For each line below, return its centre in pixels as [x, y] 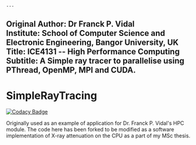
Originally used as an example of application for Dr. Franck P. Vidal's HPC [95, 123]
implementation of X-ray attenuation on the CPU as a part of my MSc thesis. [98, 136]
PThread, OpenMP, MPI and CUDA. [71, 70]
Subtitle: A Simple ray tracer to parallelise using [95, 61]
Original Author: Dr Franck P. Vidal [70, 24]
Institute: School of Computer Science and [86, 33]
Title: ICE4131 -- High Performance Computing [93, 52]
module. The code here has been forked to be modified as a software [90, 130]
